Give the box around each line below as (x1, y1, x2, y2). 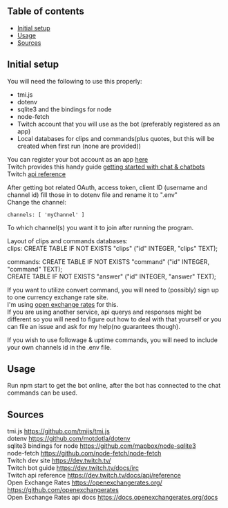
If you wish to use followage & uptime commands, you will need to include (7, 335, 218, 344)
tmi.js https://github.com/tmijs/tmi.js (7, 427, 111, 435)
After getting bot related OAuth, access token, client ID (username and (7, 183, 207, 191)
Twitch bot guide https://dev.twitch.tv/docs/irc (7, 464, 140, 472)
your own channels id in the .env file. (7, 343, 112, 351)
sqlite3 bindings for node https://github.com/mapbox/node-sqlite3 (7, 442, 196, 450)
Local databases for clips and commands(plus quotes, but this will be (17, 134, 215, 142)
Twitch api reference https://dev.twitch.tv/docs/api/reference (7, 471, 181, 480)
